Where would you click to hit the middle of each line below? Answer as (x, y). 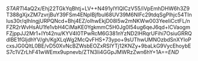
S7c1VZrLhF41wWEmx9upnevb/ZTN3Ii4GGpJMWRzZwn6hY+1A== (87, 52)
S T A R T (14, 9)
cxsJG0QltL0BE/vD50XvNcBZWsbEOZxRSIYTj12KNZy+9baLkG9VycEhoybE (99, 46)
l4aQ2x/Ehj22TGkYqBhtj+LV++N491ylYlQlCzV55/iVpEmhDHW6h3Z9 (106, 9)
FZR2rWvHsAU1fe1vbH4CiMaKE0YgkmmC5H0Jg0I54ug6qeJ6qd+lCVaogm (98, 27)
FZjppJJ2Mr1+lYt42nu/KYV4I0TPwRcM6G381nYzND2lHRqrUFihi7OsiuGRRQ (99, 33)
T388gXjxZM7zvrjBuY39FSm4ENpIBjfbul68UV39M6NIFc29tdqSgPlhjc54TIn (99, 15)
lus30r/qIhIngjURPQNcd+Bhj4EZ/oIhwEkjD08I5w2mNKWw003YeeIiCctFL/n (98, 21)
